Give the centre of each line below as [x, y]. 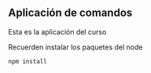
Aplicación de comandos [70, 13]
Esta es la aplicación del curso [57, 31]
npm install [28, 61]
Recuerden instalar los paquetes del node [75, 47]
